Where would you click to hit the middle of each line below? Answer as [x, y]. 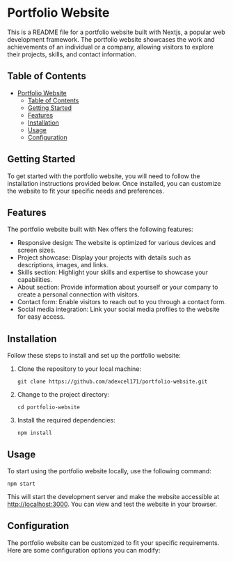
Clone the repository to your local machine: [79, 369]
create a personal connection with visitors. [78, 294]
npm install [34, 433]
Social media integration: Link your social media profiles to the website [119, 309]
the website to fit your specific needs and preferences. [86, 191]
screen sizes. [36, 250]
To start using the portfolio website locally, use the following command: [110, 471]
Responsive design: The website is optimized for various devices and [116, 243]
